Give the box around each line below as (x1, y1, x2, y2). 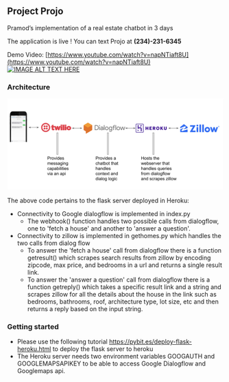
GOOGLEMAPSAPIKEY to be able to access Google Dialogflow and (16, 359, 206, 368)
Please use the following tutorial (16, 337, 108, 346)
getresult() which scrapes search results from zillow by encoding (27, 253, 211, 262)
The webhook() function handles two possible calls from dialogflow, (27, 217, 219, 225)
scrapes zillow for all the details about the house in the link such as (27, 290, 217, 298)
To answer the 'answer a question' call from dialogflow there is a (27, 275, 210, 284)
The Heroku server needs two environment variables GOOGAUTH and (16, 352, 215, 361)
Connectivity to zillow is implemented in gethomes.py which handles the (16, 231, 221, 240)
